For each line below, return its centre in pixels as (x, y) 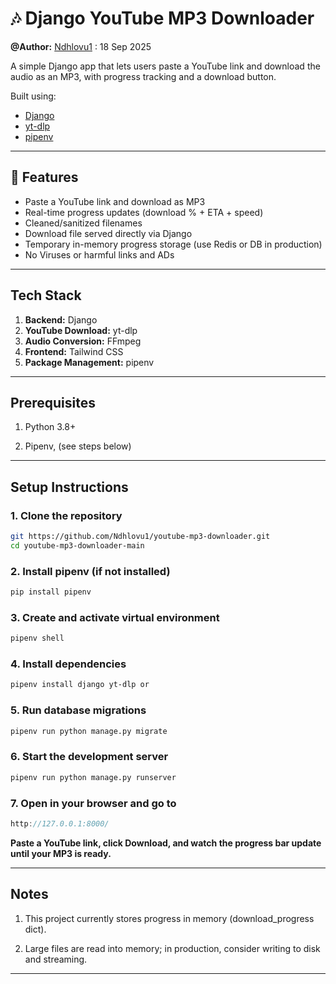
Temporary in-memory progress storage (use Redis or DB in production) (173, 244)
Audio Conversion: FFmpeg (83, 341)
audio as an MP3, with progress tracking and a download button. (143, 76)
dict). (35, 929)
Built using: (33, 96)
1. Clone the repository (66, 515)
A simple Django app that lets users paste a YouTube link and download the (165, 66)
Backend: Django (61, 319)
